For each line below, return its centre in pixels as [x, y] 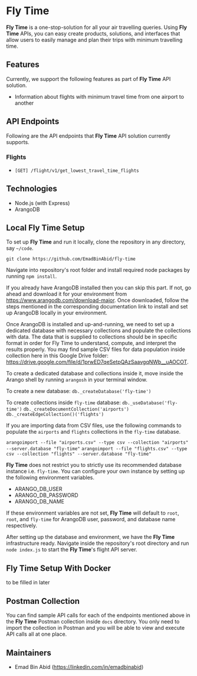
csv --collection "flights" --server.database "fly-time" [79, 454]
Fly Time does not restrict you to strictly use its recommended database [94, 465]
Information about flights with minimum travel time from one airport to [99, 96]
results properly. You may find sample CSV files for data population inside [96, 349]
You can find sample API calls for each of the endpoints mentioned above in [98, 615]
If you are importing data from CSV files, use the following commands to [94, 425]
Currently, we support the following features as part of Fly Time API [88, 79]
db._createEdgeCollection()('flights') [55, 415]
